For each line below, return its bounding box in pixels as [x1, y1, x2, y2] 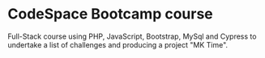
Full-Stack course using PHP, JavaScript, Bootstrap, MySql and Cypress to [7, 31, 257, 41]
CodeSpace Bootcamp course [7, 5, 214, 23]
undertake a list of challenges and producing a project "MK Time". [7, 39, 229, 49]
